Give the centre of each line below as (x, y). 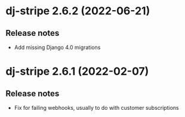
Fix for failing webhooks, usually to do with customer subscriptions (97, 108)
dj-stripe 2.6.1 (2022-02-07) (77, 71)
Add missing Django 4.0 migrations (57, 47)
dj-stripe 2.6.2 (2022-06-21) (78, 11)
